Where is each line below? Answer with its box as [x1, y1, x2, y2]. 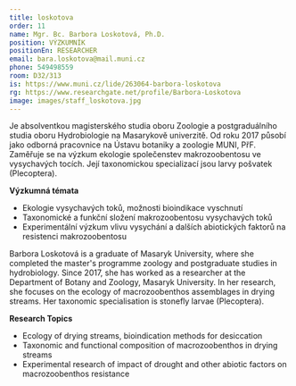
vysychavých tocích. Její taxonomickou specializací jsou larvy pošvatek [9, 158, 273, 170]
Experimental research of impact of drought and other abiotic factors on [21, 359, 287, 370]
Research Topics [9, 314, 73, 324]
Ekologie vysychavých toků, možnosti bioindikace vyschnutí [21, 203, 243, 214]
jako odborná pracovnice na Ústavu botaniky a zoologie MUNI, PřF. [9, 139, 257, 150]
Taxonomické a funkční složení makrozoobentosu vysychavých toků [21, 212, 273, 223]
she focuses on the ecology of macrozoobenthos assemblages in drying [9, 287, 275, 298]
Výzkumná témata [9, 185, 79, 197]
